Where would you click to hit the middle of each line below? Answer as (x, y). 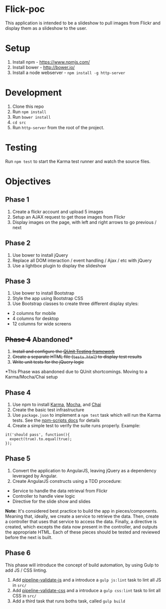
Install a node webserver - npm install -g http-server (69, 73)
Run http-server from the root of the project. (58, 127)
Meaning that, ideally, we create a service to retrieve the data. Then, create (82, 516)
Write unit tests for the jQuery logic (48, 362)
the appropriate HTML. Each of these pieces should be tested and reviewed (83, 532)
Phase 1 (17, 200)
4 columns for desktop (36, 318)
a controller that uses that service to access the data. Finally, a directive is (81, 521)
